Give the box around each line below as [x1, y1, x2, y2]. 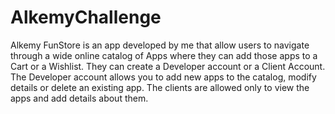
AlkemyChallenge [10, 6, 162, 29]
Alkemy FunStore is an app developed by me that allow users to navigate [10, 39, 310, 51]
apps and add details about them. [10, 92, 149, 104]
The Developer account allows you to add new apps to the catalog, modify [10, 71, 317, 83]
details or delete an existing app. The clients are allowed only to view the [10, 81, 310, 93]
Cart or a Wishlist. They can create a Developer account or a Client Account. [10, 60, 326, 72]
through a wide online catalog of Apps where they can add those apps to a [10, 49, 318, 61]
